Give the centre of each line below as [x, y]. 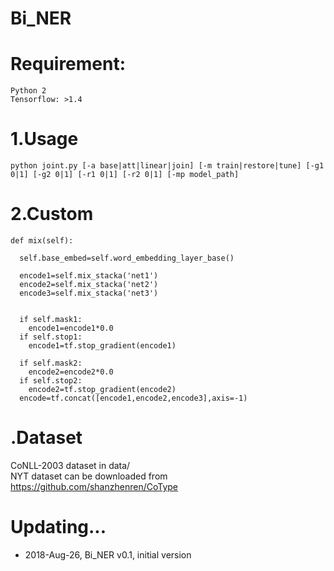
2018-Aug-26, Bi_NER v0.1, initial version [108, 554]
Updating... [58, 527]
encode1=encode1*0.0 [71, 328]
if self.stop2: [51, 381]
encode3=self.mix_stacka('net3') [89, 293]
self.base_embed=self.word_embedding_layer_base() [127, 258]
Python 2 [28, 91]
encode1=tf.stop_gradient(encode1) [102, 346]
